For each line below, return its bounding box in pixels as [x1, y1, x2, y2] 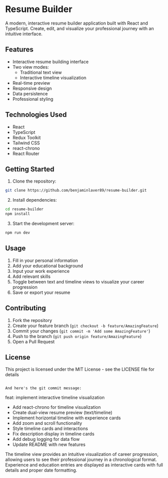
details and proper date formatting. [5, 467, 78, 473]
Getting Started [5, 165, 55, 174]
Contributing [5, 304, 46, 312]
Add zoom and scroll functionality [12, 420, 82, 426]
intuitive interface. [5, 31, 43, 37]
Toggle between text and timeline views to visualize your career [12, 278, 144, 284]
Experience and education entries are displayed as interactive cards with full [5, 462, 163, 468]
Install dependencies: [12, 197, 57, 203]
